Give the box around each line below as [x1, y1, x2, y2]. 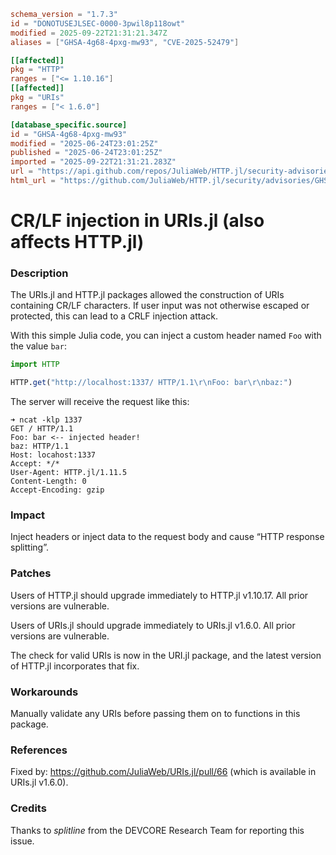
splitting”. [10, 541, 49, 554]
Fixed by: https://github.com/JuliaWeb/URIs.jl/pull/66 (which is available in [10, 766, 317, 778]
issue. [10, 835, 35, 847]
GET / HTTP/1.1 [10, 424, 74, 434]
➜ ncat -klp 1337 [10, 415, 83, 425]
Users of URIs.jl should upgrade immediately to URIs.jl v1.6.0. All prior [10, 619, 296, 631]
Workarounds [10, 685, 79, 699]
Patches [10, 566, 52, 580]
